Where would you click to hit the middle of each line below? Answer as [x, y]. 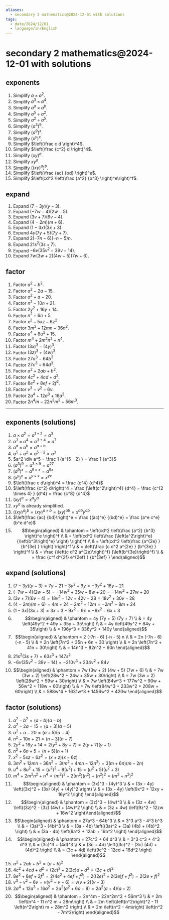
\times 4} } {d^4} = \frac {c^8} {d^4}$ [51, 493]
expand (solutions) [36, 573]
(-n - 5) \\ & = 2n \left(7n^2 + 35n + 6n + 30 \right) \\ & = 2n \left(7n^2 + [89, 642]
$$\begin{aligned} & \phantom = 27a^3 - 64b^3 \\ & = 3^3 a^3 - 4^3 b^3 [89, 821]
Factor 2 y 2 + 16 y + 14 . [35, 309]
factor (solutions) [34, 707]
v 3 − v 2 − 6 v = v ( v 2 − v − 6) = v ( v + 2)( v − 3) [59, 882]
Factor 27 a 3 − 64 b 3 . [34, 358]
